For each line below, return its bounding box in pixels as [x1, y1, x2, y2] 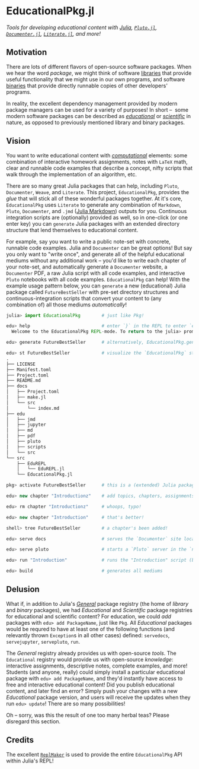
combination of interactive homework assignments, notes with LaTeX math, [6, 158, 188, 165]
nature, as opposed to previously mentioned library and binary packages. [6, 119, 185, 126]
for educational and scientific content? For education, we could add [6, 613, 172, 620]
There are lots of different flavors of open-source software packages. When [6, 63, 192, 70]
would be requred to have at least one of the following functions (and [6, 625, 175, 632]
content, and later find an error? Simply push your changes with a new [6, 687, 178, 694]
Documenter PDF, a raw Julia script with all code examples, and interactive [6, 269, 185, 277]
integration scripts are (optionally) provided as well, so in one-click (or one [6, 214, 188, 221]
